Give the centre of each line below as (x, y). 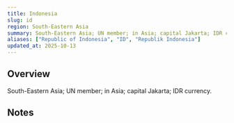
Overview (29, 74)
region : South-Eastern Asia (48, 26)
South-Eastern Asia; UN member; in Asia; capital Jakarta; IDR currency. (110, 90)
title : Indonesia (32, 14)
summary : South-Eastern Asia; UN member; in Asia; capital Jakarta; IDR (115, 33)
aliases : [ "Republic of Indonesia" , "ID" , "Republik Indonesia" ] (104, 40)
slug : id (20, 20)
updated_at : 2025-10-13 (42, 46)
